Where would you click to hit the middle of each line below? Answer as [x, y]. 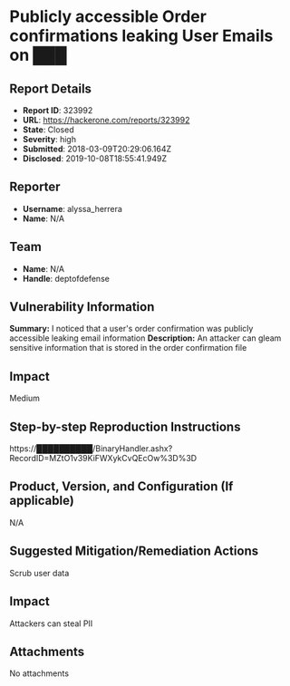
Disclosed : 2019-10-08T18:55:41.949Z [95, 159]
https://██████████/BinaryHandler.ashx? [91, 449]
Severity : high [49, 139]
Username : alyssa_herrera [72, 208]
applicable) [42, 501]
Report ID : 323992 [58, 110]
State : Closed [48, 130]
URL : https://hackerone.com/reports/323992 [106, 120]
